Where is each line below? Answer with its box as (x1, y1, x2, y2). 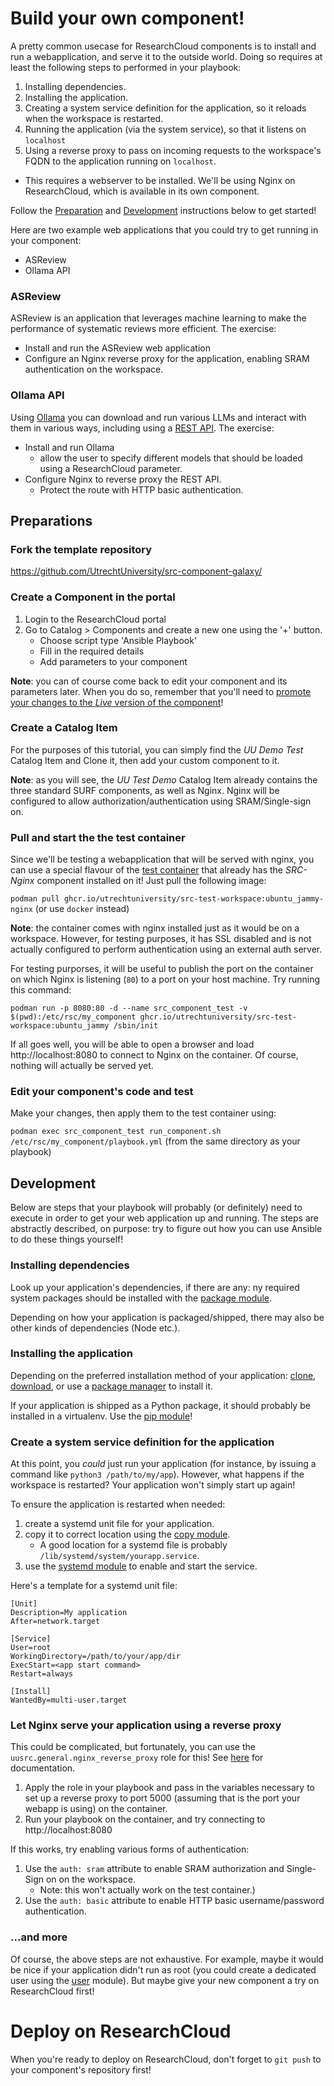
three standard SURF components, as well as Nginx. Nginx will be (10, 784, 280, 796)
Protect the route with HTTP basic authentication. (39, 483, 244, 496)
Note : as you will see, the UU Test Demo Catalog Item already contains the (10, 773, 318, 786)
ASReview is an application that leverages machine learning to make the (10, 312, 307, 324)
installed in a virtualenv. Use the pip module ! (10, 1410, 193, 1422)
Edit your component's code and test (10, 1085, 194, 1099)
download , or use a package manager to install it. (10, 1380, 214, 1392)
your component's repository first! (10, 2063, 152, 2076)
